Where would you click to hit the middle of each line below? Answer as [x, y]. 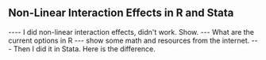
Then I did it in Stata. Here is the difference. [85, 49]
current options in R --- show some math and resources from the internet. [129, 40]
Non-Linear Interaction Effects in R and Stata [121, 13]
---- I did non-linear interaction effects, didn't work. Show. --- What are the [131, 32]
